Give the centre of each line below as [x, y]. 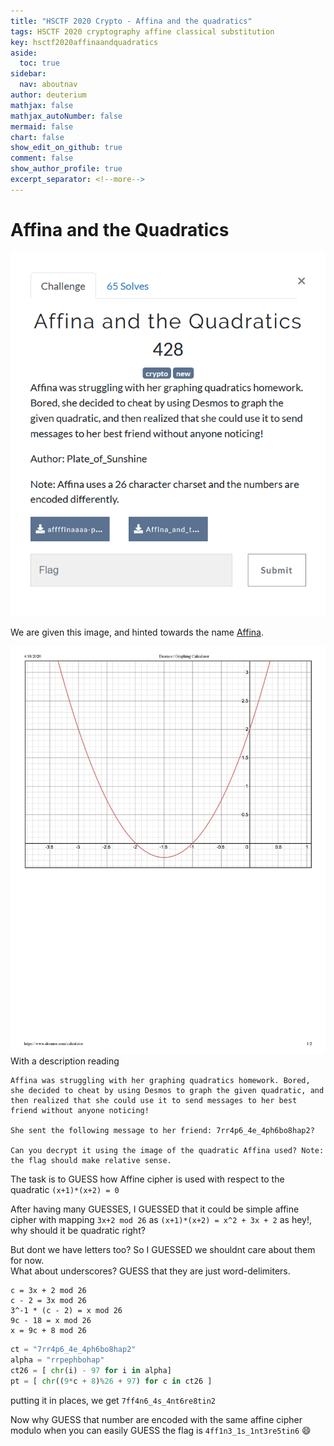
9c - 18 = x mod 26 [51, 1321]
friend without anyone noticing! [80, 1111]
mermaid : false [42, 126]
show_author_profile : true [66, 169]
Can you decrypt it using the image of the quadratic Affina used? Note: [167, 1151]
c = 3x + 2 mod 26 [48, 1291]
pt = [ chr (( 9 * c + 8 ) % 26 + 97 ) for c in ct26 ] [111, 1381]
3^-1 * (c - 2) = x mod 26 [66, 1311]
